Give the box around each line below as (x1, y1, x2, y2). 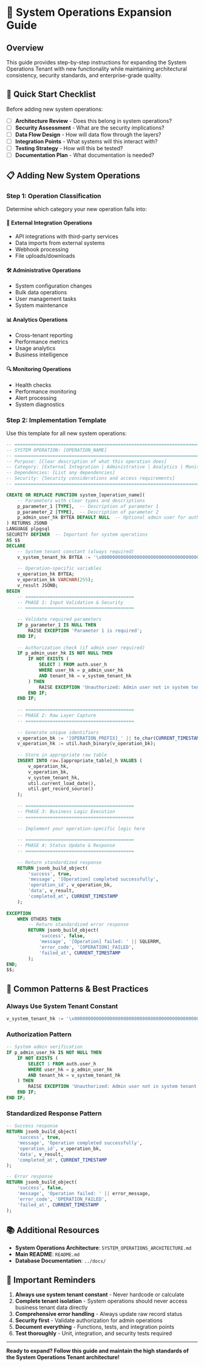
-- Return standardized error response (28, 921, 129, 928)
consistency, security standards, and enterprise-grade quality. (6, 72, 163, 78)
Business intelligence (15, 351, 69, 358)
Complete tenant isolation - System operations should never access (15, 1298, 188, 1305)
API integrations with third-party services (15, 233, 118, 240)
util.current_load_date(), (28, 780, 97, 786)
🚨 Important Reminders (6, 1275, 96, 1285)
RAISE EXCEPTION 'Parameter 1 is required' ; (28, 628, 143, 634)
